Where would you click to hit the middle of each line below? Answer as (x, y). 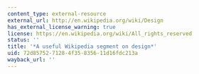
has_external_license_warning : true (61, 27)
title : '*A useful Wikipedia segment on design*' (82, 47)
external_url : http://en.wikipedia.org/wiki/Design (85, 20)
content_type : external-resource (57, 14)
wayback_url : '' (31, 60)
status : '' (23, 40)
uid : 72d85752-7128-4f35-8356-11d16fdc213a (73, 54)
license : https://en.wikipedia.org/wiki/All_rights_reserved (100, 33)
